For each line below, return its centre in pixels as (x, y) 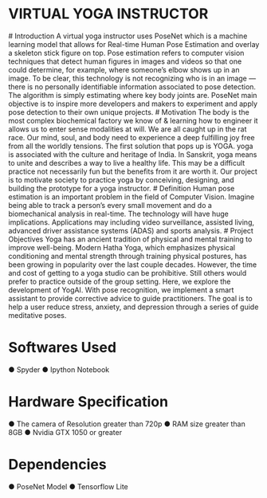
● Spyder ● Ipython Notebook (59, 369)
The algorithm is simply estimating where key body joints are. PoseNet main (133, 95)
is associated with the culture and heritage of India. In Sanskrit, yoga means (133, 154)
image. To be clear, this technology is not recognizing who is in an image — (132, 78)
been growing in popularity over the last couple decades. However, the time (133, 265)
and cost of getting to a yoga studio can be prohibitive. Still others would (128, 273)
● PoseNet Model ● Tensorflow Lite (69, 486)
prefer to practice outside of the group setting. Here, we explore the (120, 281)
